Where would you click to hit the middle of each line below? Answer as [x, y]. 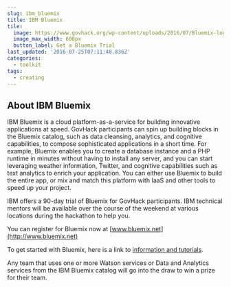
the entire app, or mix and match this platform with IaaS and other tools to [111, 180]
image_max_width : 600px [47, 39]
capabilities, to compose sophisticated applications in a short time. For [107, 144]
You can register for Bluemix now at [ [59, 229]
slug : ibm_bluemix [33, 13]
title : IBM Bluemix [35, 20]
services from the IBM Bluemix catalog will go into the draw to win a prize [111, 270]
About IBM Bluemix [49, 105]
